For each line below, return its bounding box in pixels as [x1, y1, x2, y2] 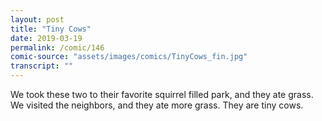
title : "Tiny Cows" [10, 24, 92, 34]
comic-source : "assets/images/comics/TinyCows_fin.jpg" [10, 52, 248, 62]
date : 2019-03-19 [10, 33, 83, 43]
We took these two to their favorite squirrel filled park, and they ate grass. [10, 89, 314, 100]
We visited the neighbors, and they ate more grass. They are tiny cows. [10, 99, 304, 111]
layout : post [10, 14, 65, 25]
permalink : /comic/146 [10, 42, 105, 53]
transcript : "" [10, 61, 74, 71]
